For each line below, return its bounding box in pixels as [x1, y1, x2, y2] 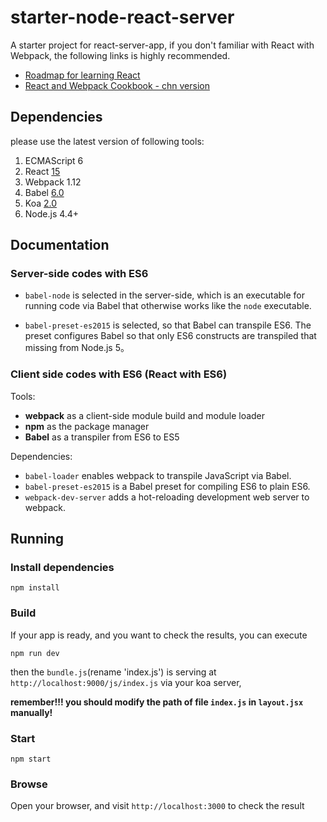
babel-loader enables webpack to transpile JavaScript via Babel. [24, 469, 292, 481]
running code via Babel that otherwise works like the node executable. [24, 300, 312, 312]
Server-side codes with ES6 [10, 267, 149, 281]
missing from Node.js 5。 [24, 342, 130, 354]
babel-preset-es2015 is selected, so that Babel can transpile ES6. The [24, 319, 312, 331]
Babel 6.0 [24, 186, 65, 198]
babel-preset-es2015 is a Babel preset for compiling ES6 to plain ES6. [24, 480, 311, 492]
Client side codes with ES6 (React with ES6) [10, 367, 228, 381]
